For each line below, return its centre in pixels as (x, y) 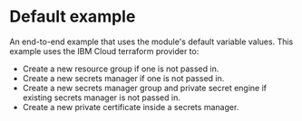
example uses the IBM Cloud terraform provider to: (104, 51)
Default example (73, 17)
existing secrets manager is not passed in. (102, 98)
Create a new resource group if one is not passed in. (121, 69)
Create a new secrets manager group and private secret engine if (145, 88)
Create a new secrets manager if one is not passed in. (123, 78)
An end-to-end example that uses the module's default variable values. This (151, 42)
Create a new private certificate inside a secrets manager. (131, 107)
